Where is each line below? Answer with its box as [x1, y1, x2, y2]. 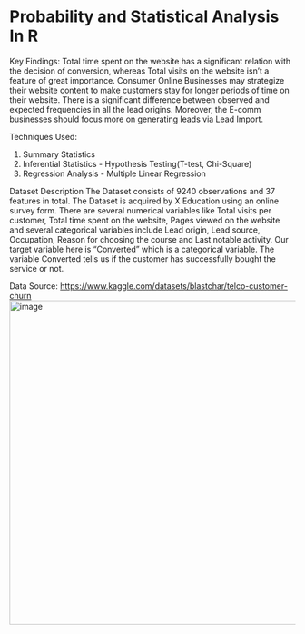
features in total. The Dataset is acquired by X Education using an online [9, 195, 280, 206]
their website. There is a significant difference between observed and [9, 94, 270, 105]
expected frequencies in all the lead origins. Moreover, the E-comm [9, 104, 261, 114]
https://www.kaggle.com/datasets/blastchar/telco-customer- [60, 280, 289, 292]
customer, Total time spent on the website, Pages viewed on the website [9, 214, 280, 225]
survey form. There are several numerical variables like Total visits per [9, 204, 272, 215]
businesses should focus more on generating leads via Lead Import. [9, 114, 264, 124]
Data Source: [9, 280, 59, 292]
